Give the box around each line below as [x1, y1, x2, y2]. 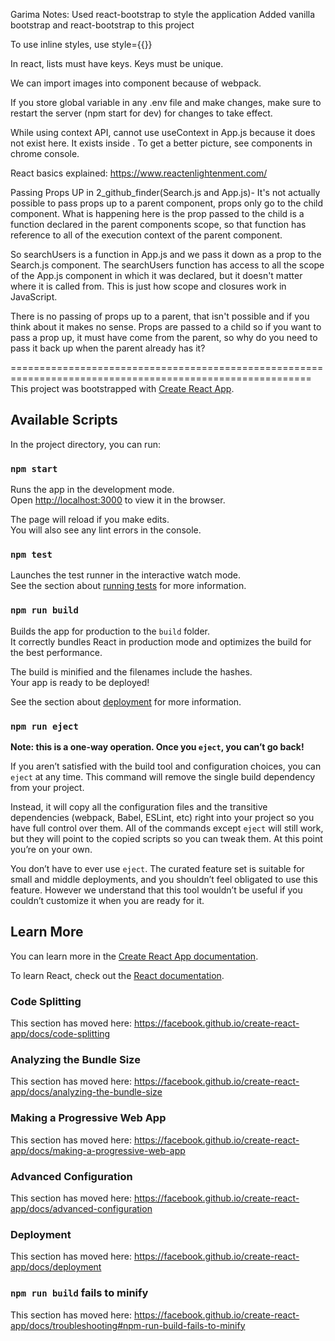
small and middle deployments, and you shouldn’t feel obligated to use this [10, 874, 318, 885]
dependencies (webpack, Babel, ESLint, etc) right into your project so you [10, 812, 315, 823]
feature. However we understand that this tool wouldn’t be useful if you [10, 884, 303, 896]
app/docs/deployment [10, 1261, 102, 1273]
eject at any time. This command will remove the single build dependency [10, 771, 316, 783]
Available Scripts [10, 412, 118, 429]
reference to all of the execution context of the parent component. [10, 229, 283, 241]
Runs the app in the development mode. [10, 484, 175, 496]
